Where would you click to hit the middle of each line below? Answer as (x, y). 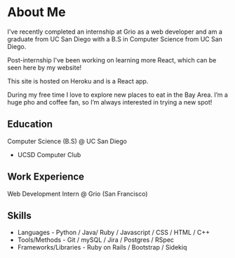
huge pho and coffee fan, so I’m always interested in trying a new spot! (110, 102)
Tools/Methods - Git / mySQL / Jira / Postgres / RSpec (95, 240)
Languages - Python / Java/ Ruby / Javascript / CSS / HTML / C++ (114, 233)
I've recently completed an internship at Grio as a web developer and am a (115, 32)
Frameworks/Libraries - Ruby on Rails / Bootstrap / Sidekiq (102, 247)
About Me (36, 12)
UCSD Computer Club (49, 154)
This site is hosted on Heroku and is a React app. (78, 81)
